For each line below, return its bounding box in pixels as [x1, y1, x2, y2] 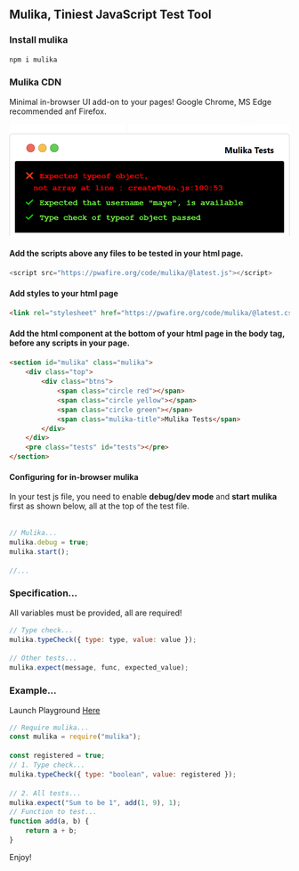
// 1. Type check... [9, 761, 86, 769]
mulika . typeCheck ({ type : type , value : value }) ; [9, 635, 198, 644]
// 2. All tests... [9, 788, 82, 798]
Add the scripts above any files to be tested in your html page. [9, 248, 244, 258]
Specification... [9, 587, 78, 599]
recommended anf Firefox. [9, 106, 107, 117]
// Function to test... [9, 808, 98, 817]
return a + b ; [25, 826, 77, 835]
